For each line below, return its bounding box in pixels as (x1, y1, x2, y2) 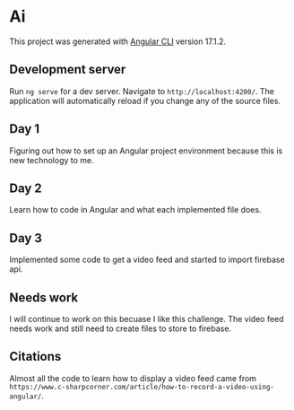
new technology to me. (9, 154, 94, 165)
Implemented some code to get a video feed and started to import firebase (9, 254, 285, 266)
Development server (9, 62, 126, 77)
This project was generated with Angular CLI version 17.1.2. (9, 36, 227, 47)
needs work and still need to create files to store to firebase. (9, 323, 231, 334)
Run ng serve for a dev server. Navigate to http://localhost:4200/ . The (9, 85, 275, 96)
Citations (9, 349, 62, 364)
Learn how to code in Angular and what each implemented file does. (9, 205, 262, 215)
